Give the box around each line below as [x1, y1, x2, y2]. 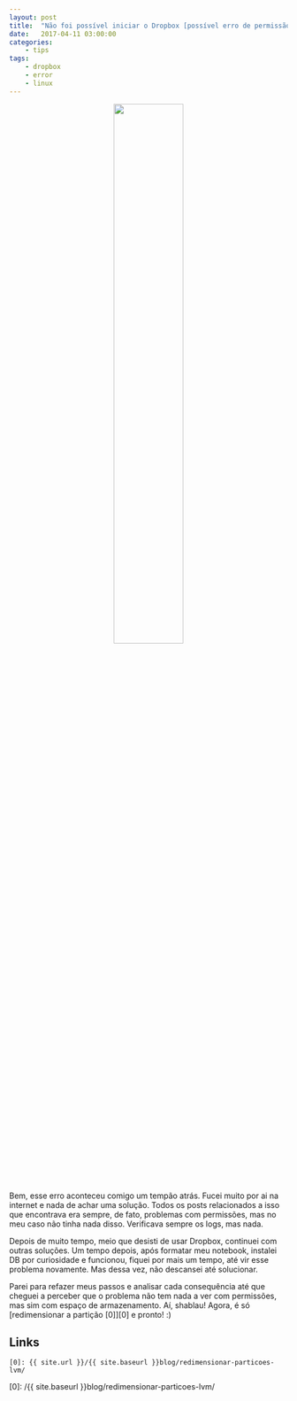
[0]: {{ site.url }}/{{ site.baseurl [9, 1358, 148, 1367]
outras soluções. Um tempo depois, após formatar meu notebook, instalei [9, 1245, 278, 1256]
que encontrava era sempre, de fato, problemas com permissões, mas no [9, 1209, 277, 1219]
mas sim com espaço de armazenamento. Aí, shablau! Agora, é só [9, 1299, 250, 1311]
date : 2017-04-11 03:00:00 [9, 29, 117, 38]
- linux [25, 79, 53, 88]
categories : [9, 37, 53, 47]
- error [25, 71, 53, 80]
